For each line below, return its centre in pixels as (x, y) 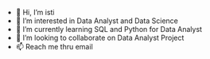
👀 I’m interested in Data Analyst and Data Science (97, 21)
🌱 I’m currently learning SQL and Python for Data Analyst (109, 29)
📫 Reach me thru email (54, 47)
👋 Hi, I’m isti (35, 12)
